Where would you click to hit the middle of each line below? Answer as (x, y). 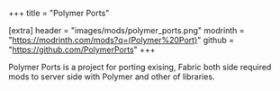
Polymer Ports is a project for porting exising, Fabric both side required (140, 67)
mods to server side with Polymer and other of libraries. (112, 77)
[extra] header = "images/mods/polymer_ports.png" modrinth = (126, 30)
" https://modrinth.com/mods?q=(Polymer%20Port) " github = (122, 40)
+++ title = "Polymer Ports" (59, 13)
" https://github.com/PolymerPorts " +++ (82, 50)
